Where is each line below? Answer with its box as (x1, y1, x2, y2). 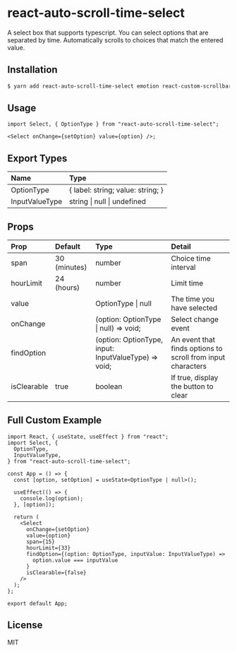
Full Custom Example (7, 415, 102, 427)
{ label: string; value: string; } (69, 185, 164, 195)
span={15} (25, 538, 55, 545)
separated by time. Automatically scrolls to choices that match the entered (7, 35, 224, 44)
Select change (171, 314, 219, 324)
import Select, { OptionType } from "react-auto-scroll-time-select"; (7, 121, 219, 128)
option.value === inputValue (32, 557, 119, 564)
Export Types (7, 152, 68, 164)
